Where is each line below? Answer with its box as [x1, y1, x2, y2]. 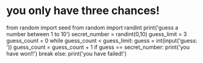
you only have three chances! [6, 4, 160, 18]
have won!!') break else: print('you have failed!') [6, 50, 127, 57]
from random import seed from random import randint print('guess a [6, 24, 179, 31]
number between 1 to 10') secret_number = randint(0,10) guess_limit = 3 [6, 30, 187, 37]
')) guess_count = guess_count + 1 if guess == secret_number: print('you [6, 43, 190, 51]
